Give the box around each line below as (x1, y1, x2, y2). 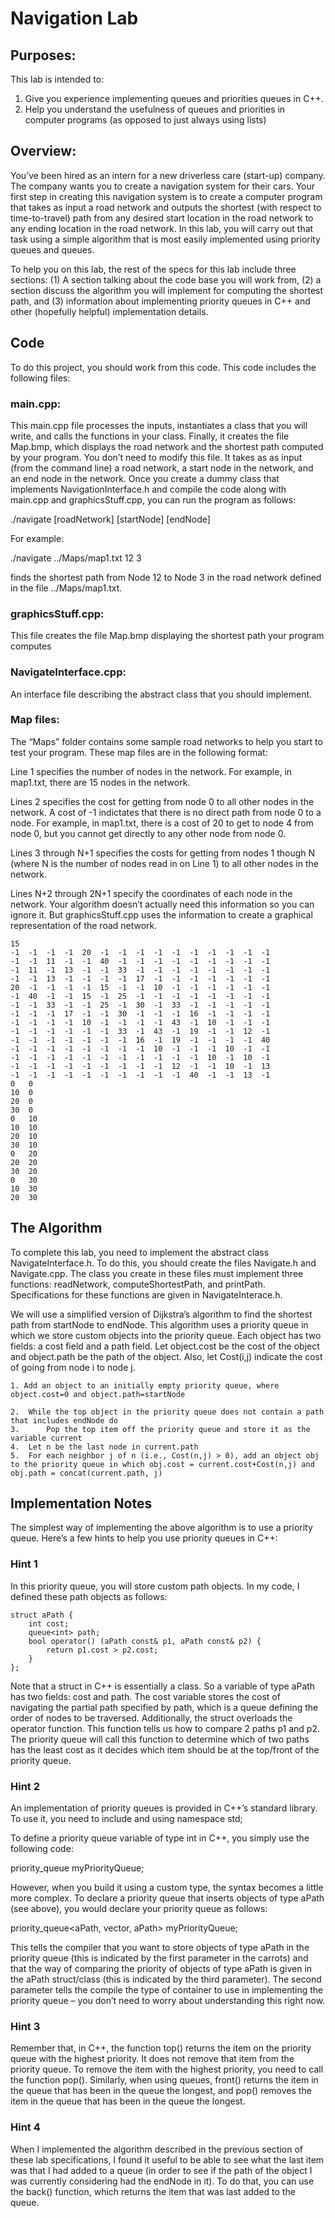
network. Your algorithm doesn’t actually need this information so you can (10, 898, 315, 910)
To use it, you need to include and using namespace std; (10, 1813, 243, 1825)
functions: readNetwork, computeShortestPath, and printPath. (10, 1278, 266, 1290)
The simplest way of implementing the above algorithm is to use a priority (10, 1522, 313, 1534)
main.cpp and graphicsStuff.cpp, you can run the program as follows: (10, 493, 297, 506)
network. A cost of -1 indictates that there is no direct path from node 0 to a (10, 806, 322, 818)
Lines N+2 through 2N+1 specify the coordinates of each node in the (10, 887, 293, 899)
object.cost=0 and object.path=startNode (10, 1389, 186, 1399)
